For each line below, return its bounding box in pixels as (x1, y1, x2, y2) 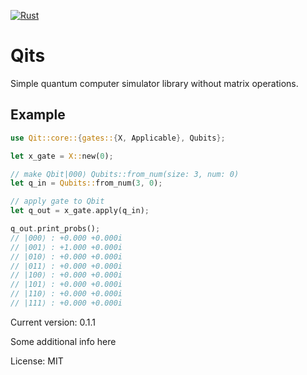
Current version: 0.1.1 (10, 316, 96, 328)
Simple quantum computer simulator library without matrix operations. (10, 77, 299, 89)
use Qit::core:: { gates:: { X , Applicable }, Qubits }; (10, 133, 226, 143)
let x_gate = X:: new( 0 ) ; (10, 151, 114, 161)
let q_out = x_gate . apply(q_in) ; (10, 206, 150, 216)
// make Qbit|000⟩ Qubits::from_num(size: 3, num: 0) (10, 169, 240, 179)
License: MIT (10, 355, 64, 367)
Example (10, 106, 66, 124)
